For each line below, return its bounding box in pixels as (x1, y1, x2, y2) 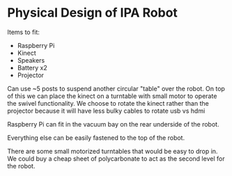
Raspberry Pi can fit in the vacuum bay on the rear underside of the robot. (7, 120, 219, 128)
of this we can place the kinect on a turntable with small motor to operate (7, 92, 217, 100)
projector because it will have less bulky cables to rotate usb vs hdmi (7, 106, 206, 115)
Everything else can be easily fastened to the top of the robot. (7, 134, 185, 142)
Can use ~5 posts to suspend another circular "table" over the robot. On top (7, 84, 225, 93)
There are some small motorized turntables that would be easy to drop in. (7, 147, 218, 155)
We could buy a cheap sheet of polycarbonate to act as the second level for (7, 154, 225, 163)
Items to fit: (7, 28, 40, 36)
